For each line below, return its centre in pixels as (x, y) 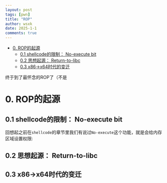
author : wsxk (19, 24)
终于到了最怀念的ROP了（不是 (36, 77)
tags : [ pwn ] (18, 14)
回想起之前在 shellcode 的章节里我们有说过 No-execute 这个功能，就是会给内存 (84, 132)
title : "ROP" (19, 19)
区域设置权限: (19, 138)
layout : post (19, 10)
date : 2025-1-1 (21, 28)
